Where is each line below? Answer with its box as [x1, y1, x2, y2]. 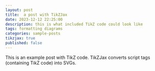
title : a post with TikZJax [5, 12, 68, 17]
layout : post [5, 7, 33, 13]
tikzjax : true [5, 36, 36, 41]
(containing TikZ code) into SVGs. [5, 59, 77, 66]
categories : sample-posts [5, 31, 60, 36]
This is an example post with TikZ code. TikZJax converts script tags [5, 54, 150, 60]
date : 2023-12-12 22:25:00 [5, 17, 63, 22]
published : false [5, 41, 42, 46]
